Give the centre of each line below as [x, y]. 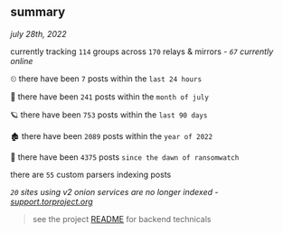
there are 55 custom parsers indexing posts [91, 174]
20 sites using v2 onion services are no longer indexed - [114, 191]
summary [38, 12]
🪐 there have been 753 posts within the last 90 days [109, 115]
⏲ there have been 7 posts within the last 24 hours [106, 79]
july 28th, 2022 [38, 33]
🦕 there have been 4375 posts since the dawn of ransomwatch [125, 157]
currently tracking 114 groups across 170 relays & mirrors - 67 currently [142, 51]
